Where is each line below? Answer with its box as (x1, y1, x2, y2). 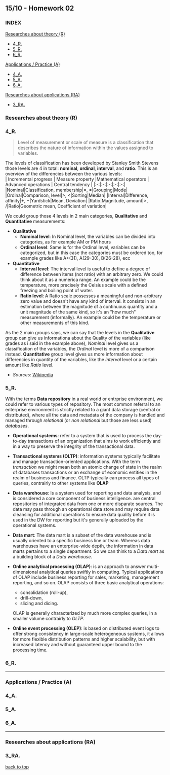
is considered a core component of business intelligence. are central (12, 496, 156, 502)
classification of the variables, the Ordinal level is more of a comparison (5, 345, 155, 351)
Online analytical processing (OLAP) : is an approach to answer (12, 563, 146, 570)
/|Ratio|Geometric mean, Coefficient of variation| (5, 203, 107, 209)
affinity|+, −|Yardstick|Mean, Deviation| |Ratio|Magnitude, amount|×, (5, 197, 148, 203)
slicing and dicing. (20, 601, 58, 607)
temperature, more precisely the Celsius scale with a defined (20, 281, 147, 288)
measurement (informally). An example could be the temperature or (20, 314, 161, 320)
